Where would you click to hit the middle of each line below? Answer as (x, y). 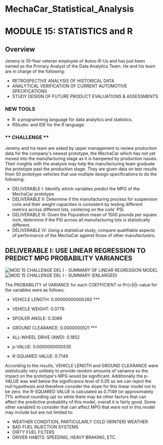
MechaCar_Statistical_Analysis (70, 9)
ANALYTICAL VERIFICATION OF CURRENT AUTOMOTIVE (70, 86)
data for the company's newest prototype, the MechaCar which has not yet (80, 153)
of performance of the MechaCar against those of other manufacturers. (84, 235)
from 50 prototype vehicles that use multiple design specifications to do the (81, 174)
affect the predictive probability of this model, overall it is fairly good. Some (81, 402)
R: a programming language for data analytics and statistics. (72, 120)
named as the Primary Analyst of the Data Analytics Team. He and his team (80, 66)
